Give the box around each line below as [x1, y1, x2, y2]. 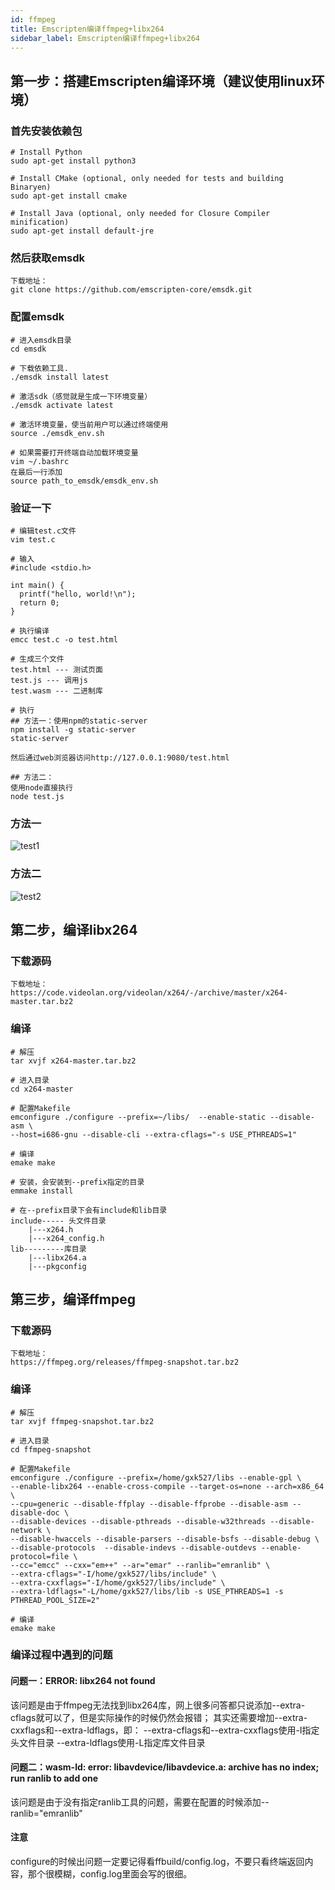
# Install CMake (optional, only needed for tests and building [10, 174, 284, 184]
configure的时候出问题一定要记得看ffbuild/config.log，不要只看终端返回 [10, 1856, 305, 1868]
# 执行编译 [10, 626, 50, 636]
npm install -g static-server [10, 724, 137, 735]
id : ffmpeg [10, 14, 56, 25]
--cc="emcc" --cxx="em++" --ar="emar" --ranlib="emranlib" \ [10, 1560, 271, 1570]
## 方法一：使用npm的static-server [10, 716, 148, 726]
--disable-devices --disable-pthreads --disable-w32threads [10, 1516, 267, 1526]
